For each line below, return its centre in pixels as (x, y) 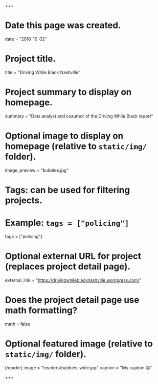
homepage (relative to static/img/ (76, 146)
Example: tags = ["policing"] (67, 223)
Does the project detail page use (72, 300)
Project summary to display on (68, 92)
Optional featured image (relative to (79, 344)
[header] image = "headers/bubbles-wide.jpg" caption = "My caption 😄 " (79, 367)
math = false (18, 324)
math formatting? (41, 310)
